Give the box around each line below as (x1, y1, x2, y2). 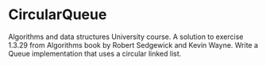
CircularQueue (8, 6, 107, 24)
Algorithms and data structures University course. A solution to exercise (8, 32, 244, 41)
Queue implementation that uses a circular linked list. (8, 49, 182, 58)
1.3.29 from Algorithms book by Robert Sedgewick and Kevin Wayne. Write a (8, 40, 259, 49)
